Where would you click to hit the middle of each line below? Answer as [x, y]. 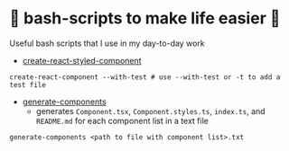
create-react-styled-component [82, 60]
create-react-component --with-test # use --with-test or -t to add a [145, 77]
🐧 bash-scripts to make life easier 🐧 [145, 18]
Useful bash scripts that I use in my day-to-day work [107, 43]
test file [28, 84]
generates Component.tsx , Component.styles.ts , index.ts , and [150, 111]
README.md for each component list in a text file [122, 120]
